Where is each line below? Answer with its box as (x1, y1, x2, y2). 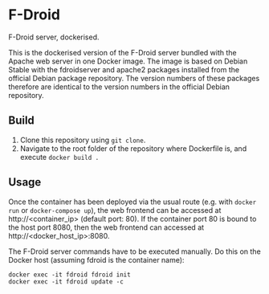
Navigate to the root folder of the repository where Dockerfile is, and (19, 143, 247, 153)
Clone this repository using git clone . (19, 135, 146, 145)
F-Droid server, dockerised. (8, 32, 100, 42)
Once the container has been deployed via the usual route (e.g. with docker (8, 197, 257, 206)
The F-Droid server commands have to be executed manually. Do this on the (8, 247, 261, 256)
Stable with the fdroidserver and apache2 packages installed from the (8, 64, 239, 74)
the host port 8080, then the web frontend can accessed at (8, 223, 205, 232)
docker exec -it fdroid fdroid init (8, 271, 131, 279)
